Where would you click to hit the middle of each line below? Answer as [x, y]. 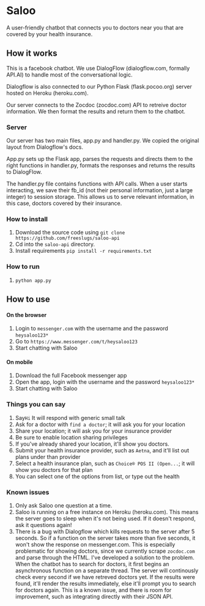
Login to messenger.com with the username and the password [91, 329]
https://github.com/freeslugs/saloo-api [67, 238]
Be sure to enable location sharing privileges [71, 437]
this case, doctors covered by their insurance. [64, 203]
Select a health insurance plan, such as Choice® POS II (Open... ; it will [105, 463]
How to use [28, 300]
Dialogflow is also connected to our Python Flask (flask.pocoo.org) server [99, 86]
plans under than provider [48, 457]
